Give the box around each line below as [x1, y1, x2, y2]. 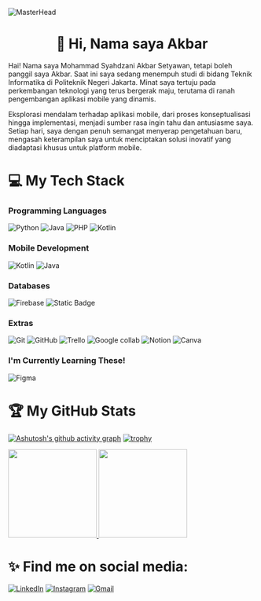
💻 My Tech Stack [8, 172, 125, 190]
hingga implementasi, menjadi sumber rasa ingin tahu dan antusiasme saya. [8, 118, 254, 127]
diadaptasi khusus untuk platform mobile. [8, 142, 142, 152]
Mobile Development [8, 243, 90, 254]
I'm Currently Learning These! [8, 355, 126, 366]
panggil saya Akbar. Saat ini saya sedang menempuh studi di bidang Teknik [8, 69, 252, 79]
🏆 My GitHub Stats [8, 401, 136, 420]
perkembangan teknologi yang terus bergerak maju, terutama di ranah [8, 86, 236, 95]
